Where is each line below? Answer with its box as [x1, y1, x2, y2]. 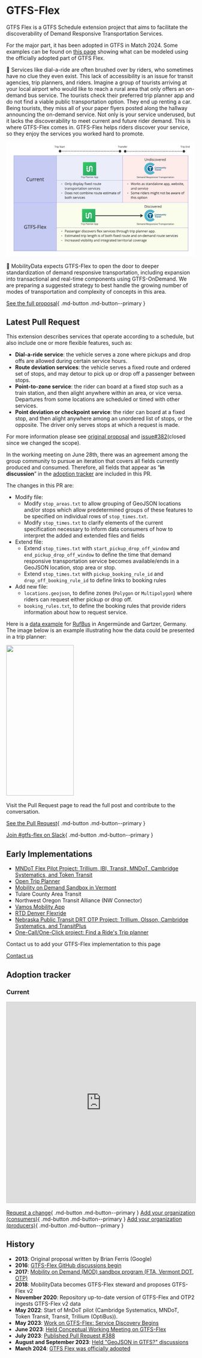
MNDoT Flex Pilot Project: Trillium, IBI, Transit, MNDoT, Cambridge [14, 865, 179, 872]
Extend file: [14, 538, 43, 545]
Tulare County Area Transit [14, 890, 82, 898]
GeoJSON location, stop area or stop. [23, 564, 117, 571]
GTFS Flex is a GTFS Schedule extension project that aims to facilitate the [6, 23, 188, 31]
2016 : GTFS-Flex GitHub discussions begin [14, 1262, 122, 1269]
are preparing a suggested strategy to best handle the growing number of [6, 281, 188, 289]
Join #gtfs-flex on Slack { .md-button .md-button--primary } [6, 831, 154, 839]
